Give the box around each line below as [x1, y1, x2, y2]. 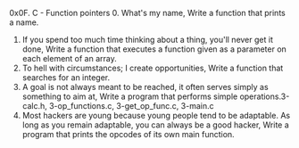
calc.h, [21, 101, 47, 111]
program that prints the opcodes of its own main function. [21, 129, 235, 139]
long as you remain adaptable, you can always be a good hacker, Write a [21, 119, 290, 130]
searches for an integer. [21, 72, 111, 83]
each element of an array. [21, 53, 118, 63]
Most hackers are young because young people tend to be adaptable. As [21, 111, 291, 120]
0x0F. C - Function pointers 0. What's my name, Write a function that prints [9, 8, 286, 18]
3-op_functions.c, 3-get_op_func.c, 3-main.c [48, 101, 214, 111]
